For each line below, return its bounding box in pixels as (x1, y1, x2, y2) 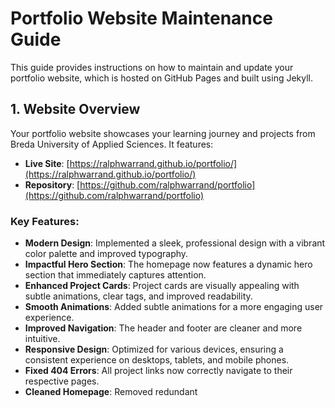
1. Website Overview (10, 101, 141, 118)
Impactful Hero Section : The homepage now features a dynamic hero (24, 258, 313, 271)
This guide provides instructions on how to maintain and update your (10, 61, 294, 73)
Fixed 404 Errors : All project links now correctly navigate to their (24, 365, 293, 377)
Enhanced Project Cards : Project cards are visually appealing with (24, 280, 300, 292)
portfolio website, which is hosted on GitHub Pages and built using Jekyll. (10, 72, 314, 84)
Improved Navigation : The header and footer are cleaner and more (24, 322, 303, 334)
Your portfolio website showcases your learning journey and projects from (10, 127, 316, 139)
